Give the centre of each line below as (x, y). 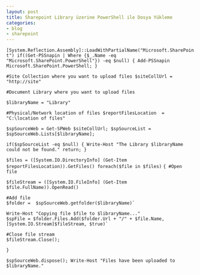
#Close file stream (31, 235)
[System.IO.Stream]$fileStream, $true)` (57, 224)
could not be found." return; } (46, 150)
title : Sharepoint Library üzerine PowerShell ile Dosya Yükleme (89, 17)
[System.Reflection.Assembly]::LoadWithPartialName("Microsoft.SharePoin (100, 51)
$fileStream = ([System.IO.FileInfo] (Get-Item (67, 182)
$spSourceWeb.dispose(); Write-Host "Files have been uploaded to (91, 261)
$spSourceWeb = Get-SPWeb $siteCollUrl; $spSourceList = (79, 129)
